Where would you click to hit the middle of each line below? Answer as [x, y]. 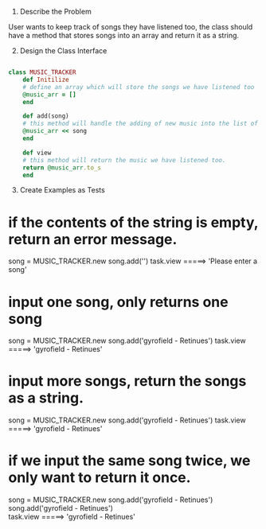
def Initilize [46, 80]
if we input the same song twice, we [129, 461]
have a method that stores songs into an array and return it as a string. [124, 35]
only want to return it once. [100, 478]
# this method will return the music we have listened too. [124, 160]
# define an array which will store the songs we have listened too [139, 87]
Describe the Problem [55, 12]
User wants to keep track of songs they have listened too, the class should [131, 27]
